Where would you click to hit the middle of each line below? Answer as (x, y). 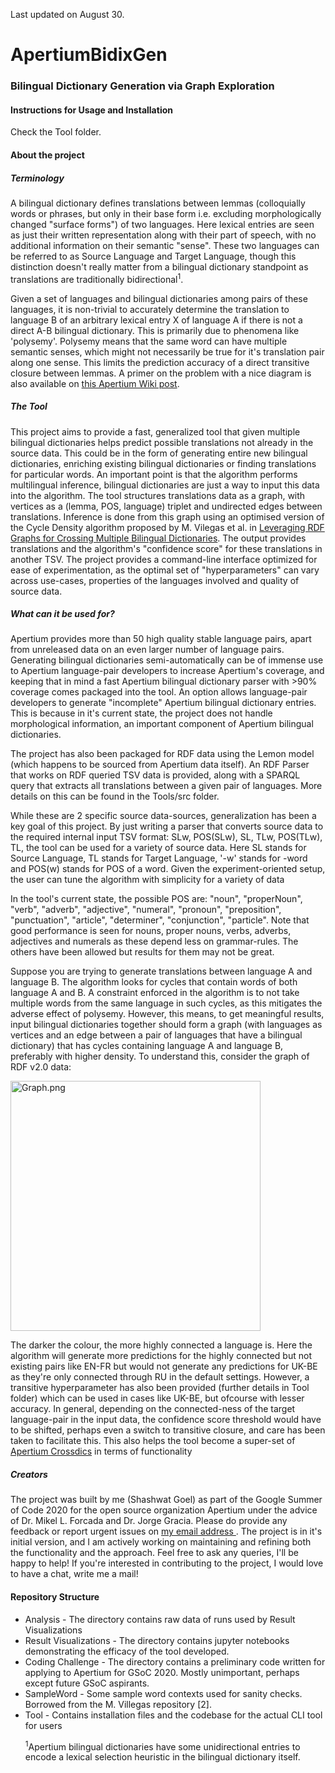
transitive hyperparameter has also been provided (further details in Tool (160, 1388)
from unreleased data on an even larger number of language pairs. (147, 650)
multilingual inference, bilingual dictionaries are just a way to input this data (165, 485)
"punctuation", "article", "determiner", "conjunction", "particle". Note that (160, 920)
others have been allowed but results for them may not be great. (142, 952)
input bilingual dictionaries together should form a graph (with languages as (166, 1025)
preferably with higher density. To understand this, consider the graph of (160, 1056)
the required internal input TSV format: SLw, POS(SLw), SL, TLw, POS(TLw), (166, 837)
